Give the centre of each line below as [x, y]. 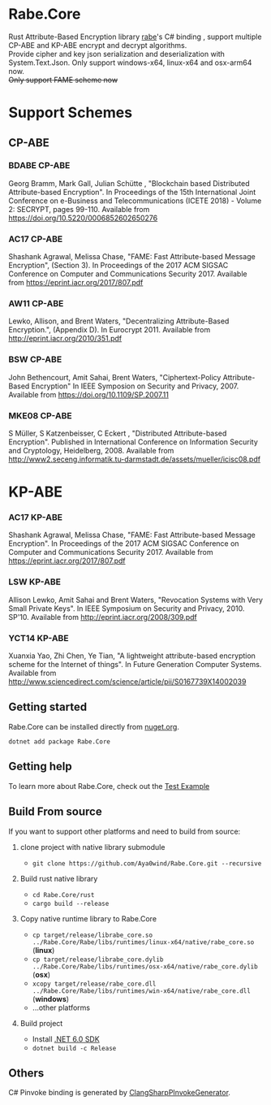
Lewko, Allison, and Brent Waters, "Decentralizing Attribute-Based [119, 321]
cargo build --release [71, 903]
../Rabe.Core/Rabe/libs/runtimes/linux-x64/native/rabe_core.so [143, 942]
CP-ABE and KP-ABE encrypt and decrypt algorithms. [98, 45]
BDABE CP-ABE [39, 166]
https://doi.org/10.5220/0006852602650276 [83, 218]
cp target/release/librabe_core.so [92, 935]
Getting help [40, 767]
